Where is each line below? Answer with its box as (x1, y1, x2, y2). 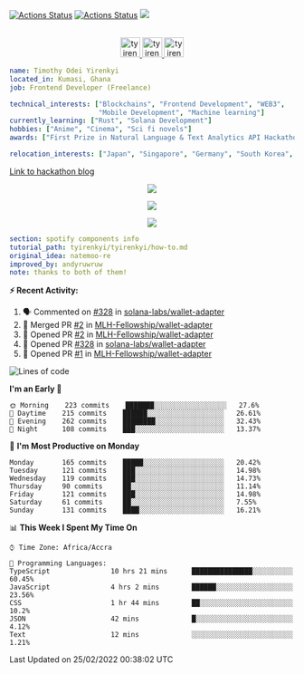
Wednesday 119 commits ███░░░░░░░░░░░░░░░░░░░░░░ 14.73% (9, 474, 261, 484)
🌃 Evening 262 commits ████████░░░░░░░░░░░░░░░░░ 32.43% (9, 417, 261, 426)
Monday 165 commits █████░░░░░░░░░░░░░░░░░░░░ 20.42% (9, 458, 261, 467)
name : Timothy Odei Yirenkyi (9, 66, 119, 75)
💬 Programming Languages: (9, 559, 107, 568)
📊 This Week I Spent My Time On (9, 522, 138, 534)
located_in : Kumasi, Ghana (9, 74, 111, 83)
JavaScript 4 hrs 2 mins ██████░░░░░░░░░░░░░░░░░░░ (9, 583, 294, 592)
